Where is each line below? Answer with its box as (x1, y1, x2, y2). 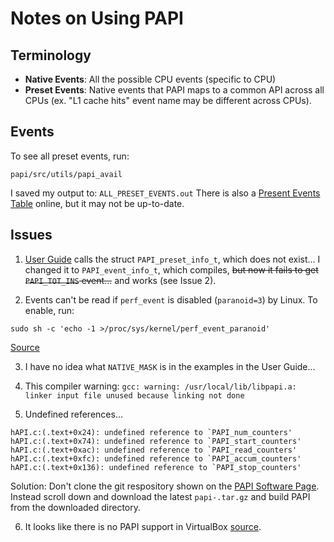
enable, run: (24, 304, 75, 316)
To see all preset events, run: (10, 150, 130, 162)
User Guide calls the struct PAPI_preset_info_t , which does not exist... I (24, 253, 321, 265)
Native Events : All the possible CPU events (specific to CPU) (24, 73, 277, 85)
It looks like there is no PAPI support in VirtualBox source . (24, 520, 262, 532)
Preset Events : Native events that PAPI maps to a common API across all (24, 84, 325, 96)
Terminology (10, 47, 92, 64)
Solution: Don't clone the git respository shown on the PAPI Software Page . (10, 480, 320, 492)
